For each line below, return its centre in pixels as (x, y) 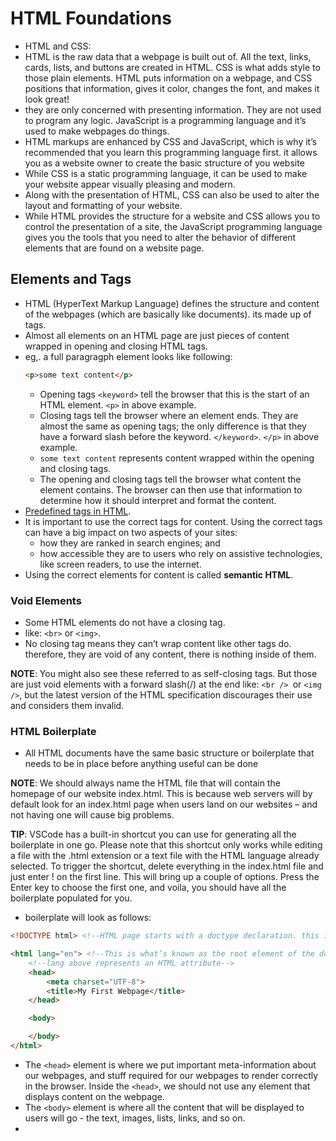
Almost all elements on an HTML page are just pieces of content (157, 335)
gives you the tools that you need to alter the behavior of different (160, 237)
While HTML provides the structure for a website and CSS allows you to (172, 216)
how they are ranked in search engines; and (130, 543)
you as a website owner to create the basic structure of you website (164, 163)
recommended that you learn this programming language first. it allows (171, 152)
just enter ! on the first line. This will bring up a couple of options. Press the (165, 877)
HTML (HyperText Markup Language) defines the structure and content (172, 303)
